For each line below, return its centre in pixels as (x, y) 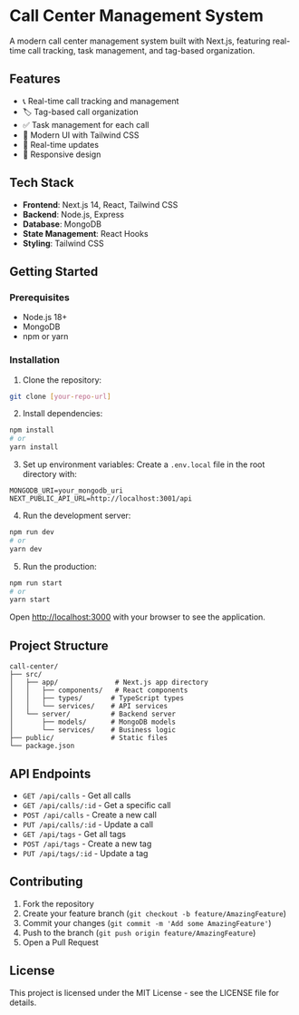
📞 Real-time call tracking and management (101, 101)
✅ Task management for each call (86, 124)
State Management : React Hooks (85, 233)
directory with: (49, 474)
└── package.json (42, 746)
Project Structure (59, 645)
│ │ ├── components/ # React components (99, 690)
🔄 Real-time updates (61, 144)
